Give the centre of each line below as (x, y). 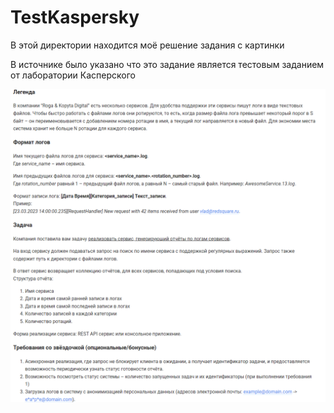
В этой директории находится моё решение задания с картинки (147, 45)
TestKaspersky (75, 17)
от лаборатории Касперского (73, 75)
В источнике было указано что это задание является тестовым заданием (167, 64)
